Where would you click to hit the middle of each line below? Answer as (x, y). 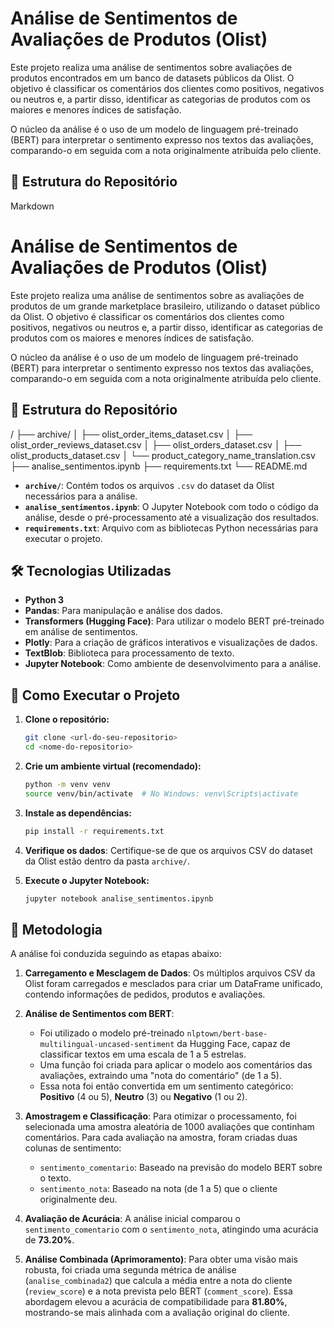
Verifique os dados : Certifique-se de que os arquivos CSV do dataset (168, 850)
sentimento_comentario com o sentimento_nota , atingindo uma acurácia (171, 1229)
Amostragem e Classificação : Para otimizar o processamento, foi (160, 1116)
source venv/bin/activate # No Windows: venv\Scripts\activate (161, 793)
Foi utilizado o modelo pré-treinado (112, 1033)
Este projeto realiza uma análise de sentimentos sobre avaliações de (151, 67)
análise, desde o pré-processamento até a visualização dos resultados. (172, 517)
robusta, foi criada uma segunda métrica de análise (130, 1270)
